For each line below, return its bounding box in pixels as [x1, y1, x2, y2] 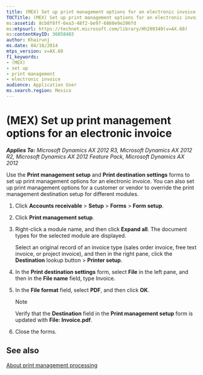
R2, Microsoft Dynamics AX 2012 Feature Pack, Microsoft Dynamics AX [6, 152, 185, 160]
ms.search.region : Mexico [6, 88, 71, 94]
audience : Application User [6, 82, 77, 88]
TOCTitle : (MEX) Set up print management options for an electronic [6, 15, 182, 21]
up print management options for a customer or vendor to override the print [6, 184, 195, 191]
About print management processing [6, 361, 98, 369]
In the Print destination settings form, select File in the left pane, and [14, 268, 188, 275]
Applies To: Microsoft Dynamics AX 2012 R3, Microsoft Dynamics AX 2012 [6, 146, 193, 154]
